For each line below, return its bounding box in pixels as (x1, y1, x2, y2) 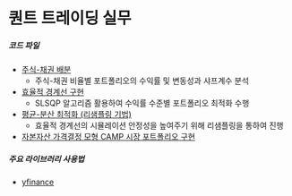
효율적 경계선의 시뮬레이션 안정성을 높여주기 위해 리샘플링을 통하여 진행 (34, 120, 284, 131)
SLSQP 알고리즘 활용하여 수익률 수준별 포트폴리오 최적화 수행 (34, 98, 250, 108)
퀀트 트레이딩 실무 (8, 8, 132, 29)
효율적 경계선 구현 (21, 87, 84, 98)
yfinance (21, 176, 55, 188)
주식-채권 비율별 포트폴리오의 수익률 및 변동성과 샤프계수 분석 (34, 75, 250, 86)
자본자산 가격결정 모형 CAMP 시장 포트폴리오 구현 (21, 132, 196, 142)
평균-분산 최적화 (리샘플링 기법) (21, 109, 132, 120)
